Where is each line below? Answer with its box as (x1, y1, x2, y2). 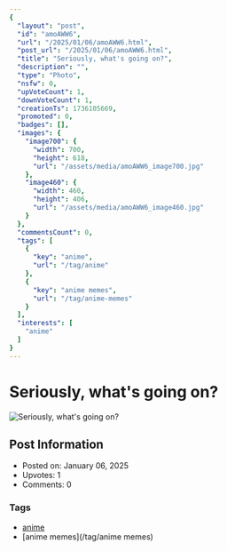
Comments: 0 (21, 479, 73, 490)
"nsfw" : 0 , (17, 79, 58, 88)
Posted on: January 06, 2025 (21, 460, 129, 471)
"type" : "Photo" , (17, 71, 82, 80)
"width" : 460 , (32, 187, 86, 196)
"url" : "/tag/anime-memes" (32, 294, 133, 303)
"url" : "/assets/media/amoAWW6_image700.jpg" (32, 162, 204, 171)
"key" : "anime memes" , (32, 285, 117, 294)
